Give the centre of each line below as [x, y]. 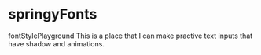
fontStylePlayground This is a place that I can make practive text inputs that [130, 36]
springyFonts [53, 14]
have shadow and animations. [56, 43]
